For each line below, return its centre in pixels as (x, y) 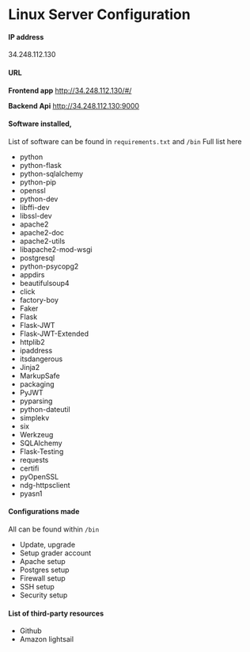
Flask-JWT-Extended (54, 334)
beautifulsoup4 (44, 283)
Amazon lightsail (46, 639)
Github (30, 631)
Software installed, (40, 124)
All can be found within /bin (54, 529)
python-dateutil (45, 409)
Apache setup (42, 561)
